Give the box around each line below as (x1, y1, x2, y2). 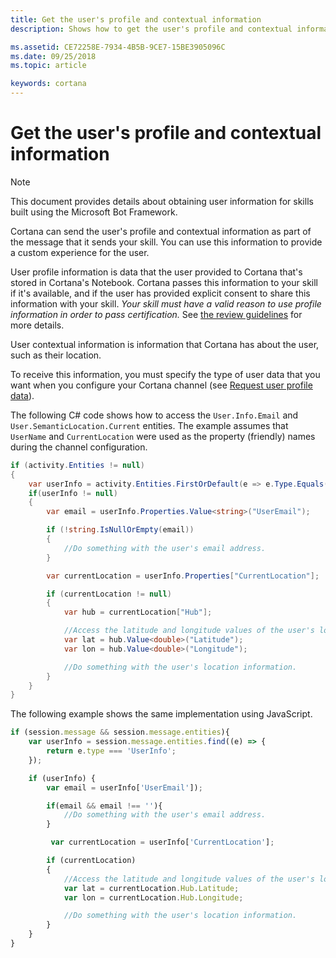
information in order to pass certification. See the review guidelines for (10, 308, 303, 320)
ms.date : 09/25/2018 (10, 51, 97, 61)
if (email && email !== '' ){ (46, 801, 163, 811)
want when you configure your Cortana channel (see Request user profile (10, 379, 313, 391)
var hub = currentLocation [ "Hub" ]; (63, 607, 213, 618)
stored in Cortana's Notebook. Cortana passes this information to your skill (10, 276, 318, 288)
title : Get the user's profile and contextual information (10, 14, 262, 25)
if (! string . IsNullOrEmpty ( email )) (46, 525, 195, 535)
